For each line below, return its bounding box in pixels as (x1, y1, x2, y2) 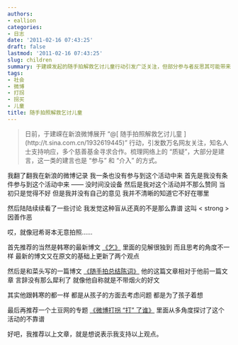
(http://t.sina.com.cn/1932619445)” (24, 138, 127, 147)
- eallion (7, 17, 37, 24)
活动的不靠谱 (7, 315, 45, 323)
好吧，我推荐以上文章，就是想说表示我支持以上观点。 (7, 329, 163, 338)
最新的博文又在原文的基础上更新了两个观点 (15, 251, 140, 260)
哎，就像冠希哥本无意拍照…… (7, 227, 93, 236)
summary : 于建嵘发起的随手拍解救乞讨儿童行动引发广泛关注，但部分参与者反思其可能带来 (7, 63, 232, 70)
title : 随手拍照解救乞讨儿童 (7, 109, 83, 116)
